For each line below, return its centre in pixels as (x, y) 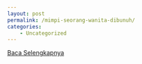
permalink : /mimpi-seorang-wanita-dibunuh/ (71, 20)
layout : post (26, 14)
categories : (24, 26)
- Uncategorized (44, 33)
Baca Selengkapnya (36, 53)
